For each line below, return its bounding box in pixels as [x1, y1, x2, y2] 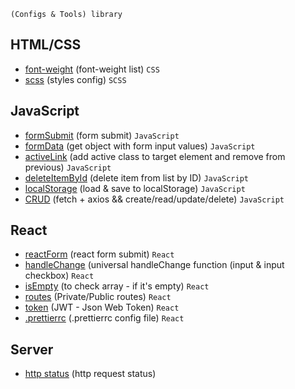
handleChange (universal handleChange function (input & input [24, 259, 285, 271]
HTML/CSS [10, 36, 82, 54]
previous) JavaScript [24, 161, 112, 173]
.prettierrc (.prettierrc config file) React [24, 312, 185, 324]
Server [10, 341, 54, 358]
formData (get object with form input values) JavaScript [24, 140, 256, 152]
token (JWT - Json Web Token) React [24, 301, 180, 314]
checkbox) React [24, 270, 95, 282]
